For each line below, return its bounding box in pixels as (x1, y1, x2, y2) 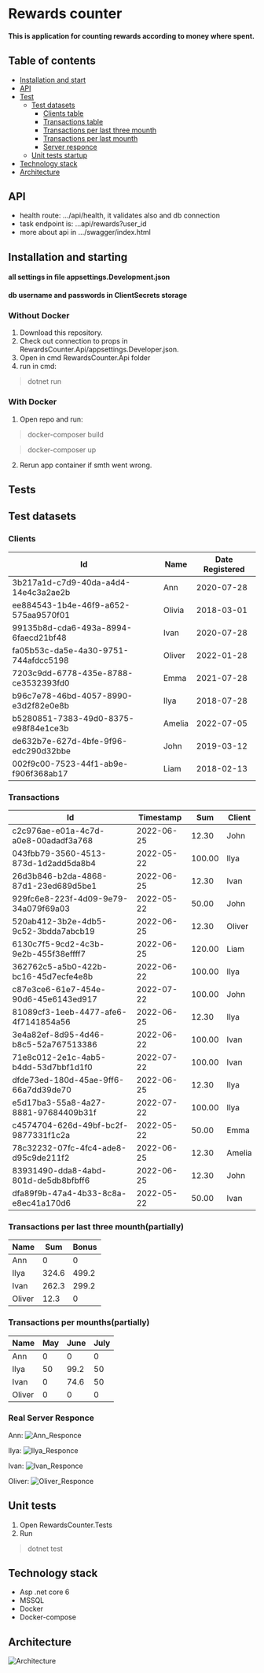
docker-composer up (27, 444, 97, 454)
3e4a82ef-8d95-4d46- (12, 1029, 105, 1040)
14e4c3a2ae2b (12, 586, 71, 597)
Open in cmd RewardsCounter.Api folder (19, 353, 151, 362)
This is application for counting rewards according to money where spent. (8, 31, 255, 40)
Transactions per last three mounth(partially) (8, 1221, 185, 1232)
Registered (203, 563, 245, 574)
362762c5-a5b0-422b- (12, 961, 108, 972)
